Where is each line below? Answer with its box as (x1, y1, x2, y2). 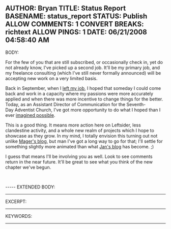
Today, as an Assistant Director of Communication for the (5, 101, 126, 107)
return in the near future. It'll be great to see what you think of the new (5, 158, 153, 165)
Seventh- (126, 101, 146, 107)
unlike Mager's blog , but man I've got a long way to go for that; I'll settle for (5, 138, 163, 144)
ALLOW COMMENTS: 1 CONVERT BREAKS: (5, 20, 144, 28)
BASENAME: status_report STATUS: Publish (5, 12, 148, 21)
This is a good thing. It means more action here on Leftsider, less (5, 122, 141, 128)
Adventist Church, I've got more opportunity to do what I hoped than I (14, 107, 161, 113)
